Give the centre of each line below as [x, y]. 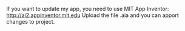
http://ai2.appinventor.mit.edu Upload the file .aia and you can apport [92, 15]
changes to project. [31, 22]
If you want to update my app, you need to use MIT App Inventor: [88, 9]
